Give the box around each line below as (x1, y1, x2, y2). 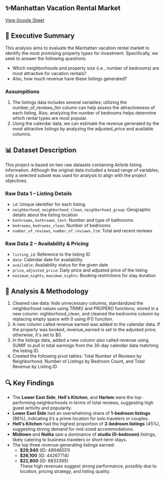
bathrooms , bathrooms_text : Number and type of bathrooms (12, 217, 133, 223)
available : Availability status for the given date (12, 262, 108, 268)
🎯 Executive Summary (5, 32, 75, 40)
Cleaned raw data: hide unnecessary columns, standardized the (12, 300, 144, 306)
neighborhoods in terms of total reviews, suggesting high (36, 399, 154, 405)
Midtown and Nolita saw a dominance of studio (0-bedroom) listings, (12, 431, 157, 437)
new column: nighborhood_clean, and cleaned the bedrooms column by (12, 311, 160, 317)
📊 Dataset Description (5, 146, 77, 155)
